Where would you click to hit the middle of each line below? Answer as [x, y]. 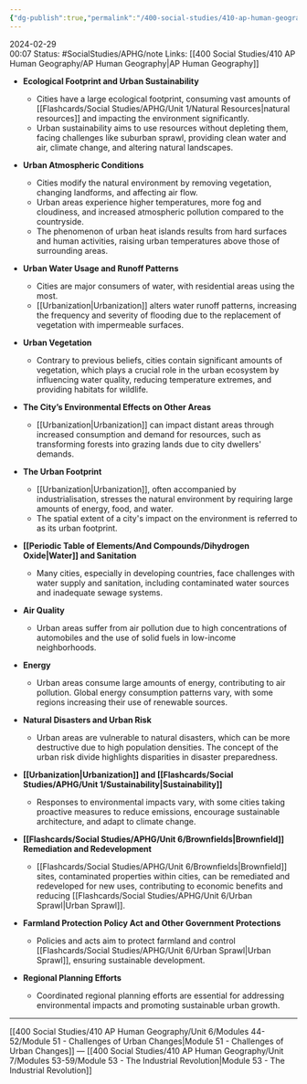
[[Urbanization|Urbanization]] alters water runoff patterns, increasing [166, 305]
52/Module [30, 1041]
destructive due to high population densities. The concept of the [157, 747]
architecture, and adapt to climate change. [116, 821]
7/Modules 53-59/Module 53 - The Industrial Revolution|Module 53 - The [147, 1060]
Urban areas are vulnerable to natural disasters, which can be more [163, 737]
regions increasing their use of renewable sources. [132, 702]
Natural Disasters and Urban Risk [87, 720]
